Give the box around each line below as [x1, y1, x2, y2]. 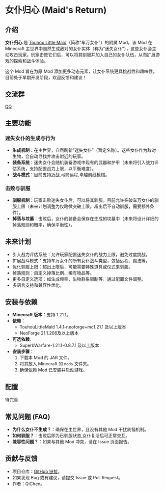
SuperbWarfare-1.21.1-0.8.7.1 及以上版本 [19, 342, 99, 349]
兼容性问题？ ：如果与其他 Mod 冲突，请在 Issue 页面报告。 [12, 439, 132, 445]
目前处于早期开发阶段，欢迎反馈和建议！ [5, 75, 87, 80]
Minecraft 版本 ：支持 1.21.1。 [12, 312, 71, 318]
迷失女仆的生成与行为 [5, 135, 55, 142]
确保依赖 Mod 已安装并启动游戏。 [19, 367, 87, 373]
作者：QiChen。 [12, 481, 45, 487]
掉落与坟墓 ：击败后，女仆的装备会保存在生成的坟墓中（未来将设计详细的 [12, 216, 159, 221]
